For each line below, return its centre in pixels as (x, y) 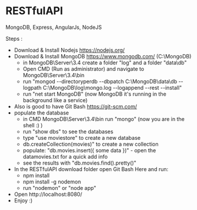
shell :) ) (33, 125)
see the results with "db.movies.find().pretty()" (80, 163)
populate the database (41, 113)
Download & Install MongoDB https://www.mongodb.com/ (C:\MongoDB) (103, 56)
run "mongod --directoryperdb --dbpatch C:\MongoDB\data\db (100, 81)
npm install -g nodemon (52, 182)
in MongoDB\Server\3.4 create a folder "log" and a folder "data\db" (105, 63)
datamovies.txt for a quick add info (65, 156)
